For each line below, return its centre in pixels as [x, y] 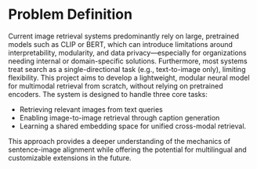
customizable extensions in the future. [70, 157]
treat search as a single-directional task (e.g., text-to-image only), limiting [127, 69]
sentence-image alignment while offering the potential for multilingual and [127, 149]
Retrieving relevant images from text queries [91, 109]
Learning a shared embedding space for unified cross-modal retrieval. [133, 126]
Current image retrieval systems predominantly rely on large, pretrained [124, 36]
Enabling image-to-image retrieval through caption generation [119, 117]
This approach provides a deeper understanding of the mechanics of [119, 141]
